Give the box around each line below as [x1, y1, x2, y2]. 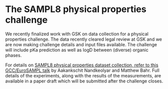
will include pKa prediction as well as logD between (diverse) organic [5, 47, 149, 53]
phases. [5, 52, 22, 58]
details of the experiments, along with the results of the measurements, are [5, 72, 161, 78]
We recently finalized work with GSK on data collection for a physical [5, 31, 149, 37]
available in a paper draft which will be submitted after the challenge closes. [5, 78, 163, 84]
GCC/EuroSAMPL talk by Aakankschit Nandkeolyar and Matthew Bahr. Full [5, 67, 160, 73]
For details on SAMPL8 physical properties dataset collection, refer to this [5, 62, 159, 68]
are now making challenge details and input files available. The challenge [5, 41, 157, 47]
